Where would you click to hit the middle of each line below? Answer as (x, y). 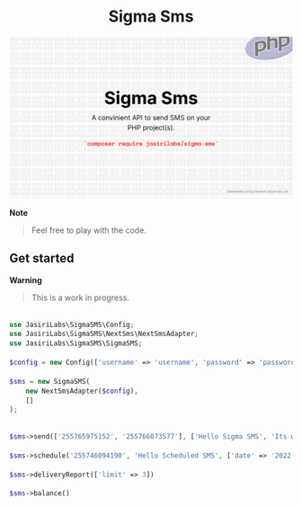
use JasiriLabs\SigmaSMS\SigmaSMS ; (76, 343)
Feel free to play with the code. (89, 230)
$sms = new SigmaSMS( (50, 381)
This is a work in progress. (80, 297)
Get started (42, 258)
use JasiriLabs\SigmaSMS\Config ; (72, 324)
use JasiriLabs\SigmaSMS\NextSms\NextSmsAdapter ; (104, 334)
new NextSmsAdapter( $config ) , (82, 391)
